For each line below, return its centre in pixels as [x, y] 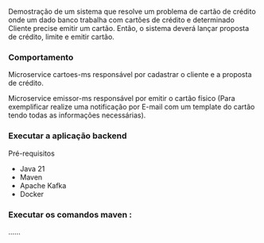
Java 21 [32, 168]
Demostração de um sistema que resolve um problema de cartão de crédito [132, 12]
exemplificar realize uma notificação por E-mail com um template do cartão [132, 107]
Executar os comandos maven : [70, 214]
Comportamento [41, 57]
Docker [32, 194]
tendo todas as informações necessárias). [77, 115]
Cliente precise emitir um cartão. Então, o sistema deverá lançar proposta [129, 28]
